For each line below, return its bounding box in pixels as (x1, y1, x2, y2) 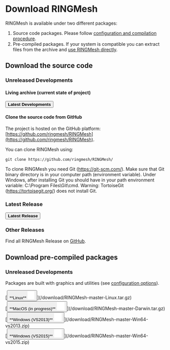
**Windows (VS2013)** (9, 317, 53, 322)
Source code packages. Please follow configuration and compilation (12, 30, 157, 36)
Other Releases (5, 226, 45, 233)
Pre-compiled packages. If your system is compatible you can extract (12, 41, 160, 47)
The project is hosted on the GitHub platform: (5, 125, 101, 132)
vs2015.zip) (5, 339, 30, 345)
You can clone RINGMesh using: (5, 146, 73, 152)
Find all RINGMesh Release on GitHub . (5, 238, 86, 244)
